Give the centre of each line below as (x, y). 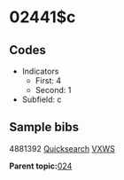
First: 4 (48, 81)
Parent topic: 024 (41, 166)
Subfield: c (42, 99)
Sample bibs (44, 127)
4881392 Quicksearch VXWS (62, 148)
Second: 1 (53, 90)
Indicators (40, 71)
